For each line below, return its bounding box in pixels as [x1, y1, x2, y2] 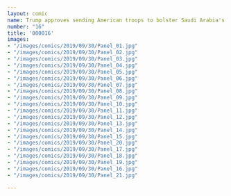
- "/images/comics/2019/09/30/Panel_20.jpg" [7, 140, 138, 147]
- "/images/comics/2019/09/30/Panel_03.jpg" [7, 56, 138, 63]
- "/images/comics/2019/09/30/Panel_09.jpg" [7, 95, 138, 101]
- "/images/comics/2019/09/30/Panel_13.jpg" [7, 120, 138, 127]
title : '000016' [7, 29, 54, 37]
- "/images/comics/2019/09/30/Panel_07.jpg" [7, 81, 138, 88]
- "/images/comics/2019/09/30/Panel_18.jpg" [7, 152, 138, 160]
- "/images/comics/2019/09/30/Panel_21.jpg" [7, 172, 138, 179]
